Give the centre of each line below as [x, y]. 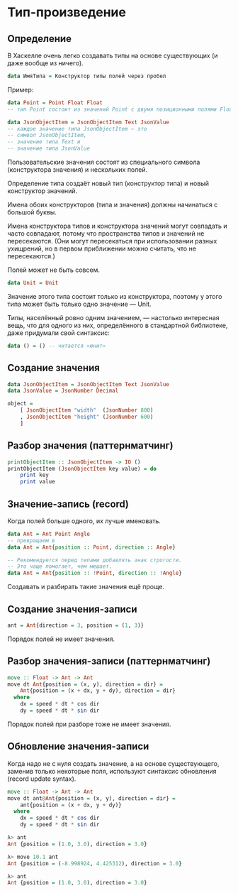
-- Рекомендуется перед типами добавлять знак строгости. [95, 560]
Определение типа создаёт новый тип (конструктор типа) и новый [108, 183]
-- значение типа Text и [44, 142]
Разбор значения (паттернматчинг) [90, 445]
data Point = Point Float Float [55, 103]
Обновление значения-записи [78, 746]
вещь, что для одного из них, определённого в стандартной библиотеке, [118, 325]
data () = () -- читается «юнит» [57, 346]
